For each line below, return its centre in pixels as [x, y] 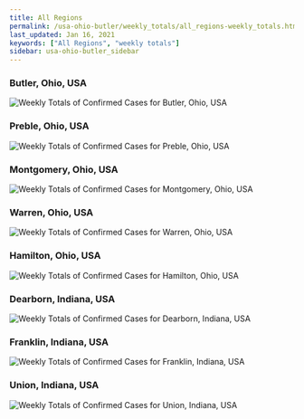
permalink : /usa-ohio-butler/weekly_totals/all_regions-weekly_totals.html [155, 26]
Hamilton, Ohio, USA [55, 256]
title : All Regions [46, 18]
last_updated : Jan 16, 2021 [62, 34]
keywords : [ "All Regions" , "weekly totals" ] [95, 43]
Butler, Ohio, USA [48, 83]
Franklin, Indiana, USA [59, 342]
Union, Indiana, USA [54, 386]
